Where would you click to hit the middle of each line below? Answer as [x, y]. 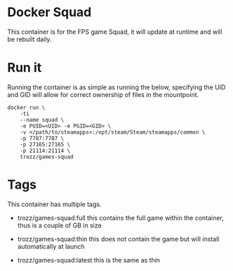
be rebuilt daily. [29, 39]
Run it [25, 68]
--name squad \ [42, 120]
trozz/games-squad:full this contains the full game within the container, [121, 218]
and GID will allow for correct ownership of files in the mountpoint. [103, 94]
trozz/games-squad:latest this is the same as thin [88, 260]
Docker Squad [49, 12]
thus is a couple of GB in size [59, 225]
